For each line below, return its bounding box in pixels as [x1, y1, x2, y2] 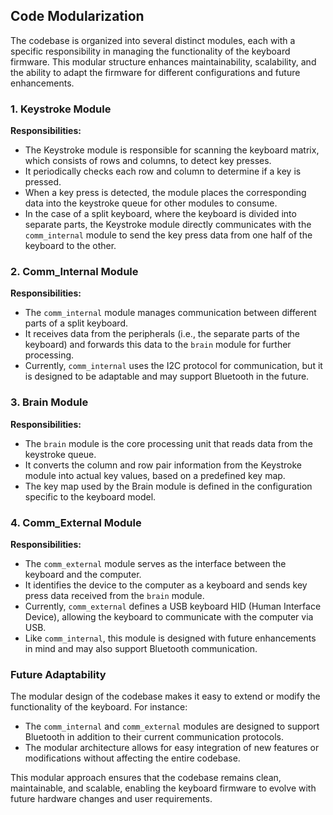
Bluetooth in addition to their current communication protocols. [24, 731, 285, 743]
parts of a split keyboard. [24, 317, 129, 329]
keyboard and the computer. [24, 569, 142, 580]
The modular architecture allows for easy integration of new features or [24, 742, 320, 754]
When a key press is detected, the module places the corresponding [24, 187, 307, 199]
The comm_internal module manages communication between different [24, 307, 317, 319]
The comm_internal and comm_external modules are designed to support [24, 720, 320, 733]
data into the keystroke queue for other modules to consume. [24, 197, 278, 209]
